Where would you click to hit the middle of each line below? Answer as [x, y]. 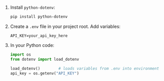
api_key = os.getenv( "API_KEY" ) [44, 73]
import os [21, 55]
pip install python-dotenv [39, 17]
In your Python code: [32, 45]
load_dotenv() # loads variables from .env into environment [85, 68]
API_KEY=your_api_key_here [39, 36]
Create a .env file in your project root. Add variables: [65, 26]
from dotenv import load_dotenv [44, 59]
